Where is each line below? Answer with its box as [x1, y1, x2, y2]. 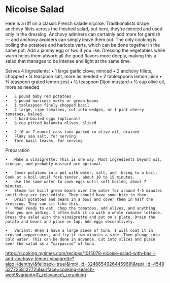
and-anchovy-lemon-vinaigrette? [5, 255, 75, 262]
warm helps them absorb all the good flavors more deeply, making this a [5, 52, 156, 59]
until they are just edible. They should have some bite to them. [5, 192, 149, 197]
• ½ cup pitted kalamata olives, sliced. [5, 120, 99, 125]
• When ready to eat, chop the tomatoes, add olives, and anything [5, 205, 156, 211]
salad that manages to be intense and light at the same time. [5, 58, 131, 64]
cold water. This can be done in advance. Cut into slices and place [5, 237, 156, 242]
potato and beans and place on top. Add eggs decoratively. [5, 219, 135, 224]
